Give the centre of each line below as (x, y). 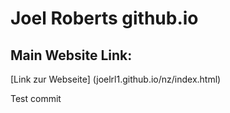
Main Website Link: (71, 55)
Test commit (36, 98)
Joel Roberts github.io (104, 18)
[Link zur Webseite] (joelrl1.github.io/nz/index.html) (116, 79)
